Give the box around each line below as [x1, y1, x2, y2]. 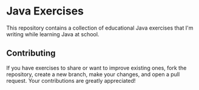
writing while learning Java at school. [6, 30, 99, 37]
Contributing [6, 48, 56, 59]
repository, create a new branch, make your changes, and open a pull [6, 71, 180, 78]
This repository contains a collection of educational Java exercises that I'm [6, 24, 194, 31]
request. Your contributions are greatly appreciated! [6, 77, 136, 84]
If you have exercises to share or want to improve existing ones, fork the [6, 64, 187, 71]
